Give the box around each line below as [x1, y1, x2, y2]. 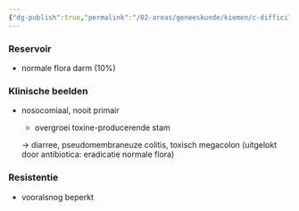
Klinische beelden [8, 85, 88, 97]
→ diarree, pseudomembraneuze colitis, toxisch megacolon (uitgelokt [21, 140, 278, 150]
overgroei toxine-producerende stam [34, 122, 170, 134]
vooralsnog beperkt [21, 191, 95, 202]
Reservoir [8, 42, 52, 54]
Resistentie [8, 171, 59, 183]
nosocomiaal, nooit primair [21, 105, 120, 116]
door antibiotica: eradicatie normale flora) [21, 149, 175, 160]
